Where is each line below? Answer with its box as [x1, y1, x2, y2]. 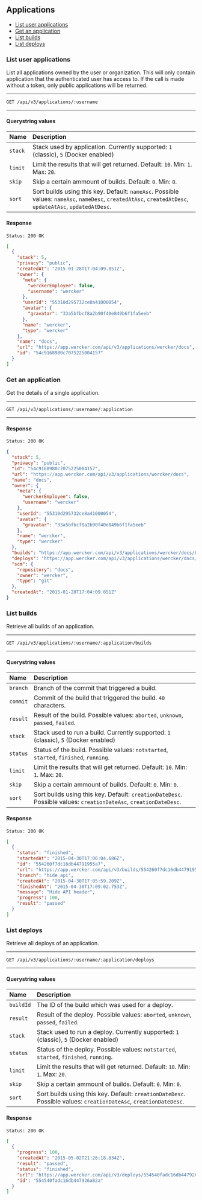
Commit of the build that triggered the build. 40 [34, 694, 165, 702]
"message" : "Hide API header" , [17, 889, 96, 895]
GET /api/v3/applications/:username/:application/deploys [6, 957, 155, 963]
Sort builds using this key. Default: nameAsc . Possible [32, 187, 179, 196]
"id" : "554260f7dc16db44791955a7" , [17, 861, 106, 867]
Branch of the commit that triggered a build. [34, 684, 158, 692]
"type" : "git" [17, 578, 52, 584]
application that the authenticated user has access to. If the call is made [6, 75, 185, 83]
